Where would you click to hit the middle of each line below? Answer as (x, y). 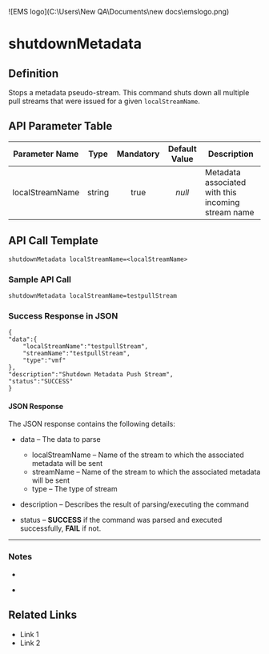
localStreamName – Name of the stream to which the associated (138, 455)
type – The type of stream (74, 489)
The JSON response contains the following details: (92, 424)
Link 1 (29, 634)
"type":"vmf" (44, 361)
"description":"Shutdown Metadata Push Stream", (91, 375)
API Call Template (53, 241)
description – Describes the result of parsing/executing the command (134, 504)
